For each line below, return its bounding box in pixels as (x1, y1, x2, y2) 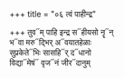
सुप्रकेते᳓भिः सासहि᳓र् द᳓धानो (9, 47, 92, 58)
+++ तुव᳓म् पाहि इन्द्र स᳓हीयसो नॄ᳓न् (9, 27, 114, 37)
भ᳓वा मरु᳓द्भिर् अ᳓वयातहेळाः (9, 37, 92, 47)
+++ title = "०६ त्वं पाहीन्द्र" (9, 9, 97, 19)
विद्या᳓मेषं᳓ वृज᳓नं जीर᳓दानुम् (9, 57, 91, 68)
